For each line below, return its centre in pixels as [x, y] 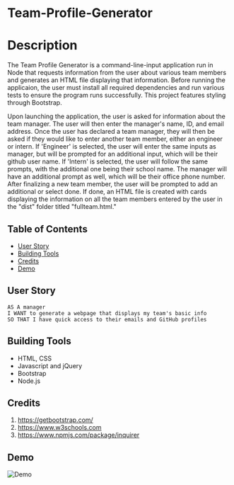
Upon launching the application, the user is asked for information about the [117, 116]
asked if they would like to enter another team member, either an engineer [115, 139]
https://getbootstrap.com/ [55, 420]
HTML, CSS [34, 358]
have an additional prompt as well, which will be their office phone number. [117, 177]
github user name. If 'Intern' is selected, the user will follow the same [108, 161]
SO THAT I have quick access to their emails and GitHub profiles [107, 319]
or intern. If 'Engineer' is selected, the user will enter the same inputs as [112, 147]
